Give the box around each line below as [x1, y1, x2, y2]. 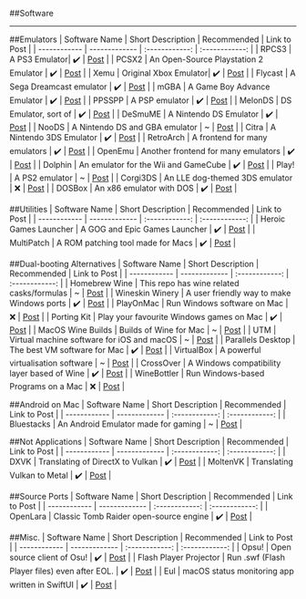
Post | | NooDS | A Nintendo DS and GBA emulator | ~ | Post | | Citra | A [9, 122, 277, 132]
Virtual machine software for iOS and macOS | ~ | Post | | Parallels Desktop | [9, 335, 296, 345]
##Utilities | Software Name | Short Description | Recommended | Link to [9, 204, 282, 214]
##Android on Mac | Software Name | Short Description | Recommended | [9, 399, 287, 409]
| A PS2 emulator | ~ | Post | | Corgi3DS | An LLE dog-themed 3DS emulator [9, 172, 293, 183]
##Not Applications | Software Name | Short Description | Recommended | [9, 437, 290, 447]
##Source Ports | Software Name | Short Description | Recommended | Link [9, 491, 293, 501]
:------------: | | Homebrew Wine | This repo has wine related [9, 278, 240, 288]
